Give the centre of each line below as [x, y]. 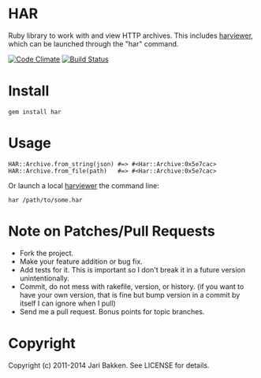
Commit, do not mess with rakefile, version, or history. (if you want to [132, 286]
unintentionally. [44, 278]
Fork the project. [47, 253]
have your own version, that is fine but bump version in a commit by [130, 295]
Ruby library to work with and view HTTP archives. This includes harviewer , [131, 35]
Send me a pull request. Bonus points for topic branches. [112, 311]
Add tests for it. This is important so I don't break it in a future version [132, 269]
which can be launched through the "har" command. [93, 43]
